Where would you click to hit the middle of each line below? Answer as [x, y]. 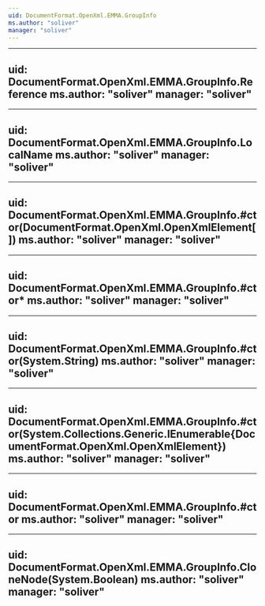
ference [28, 94]
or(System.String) [54, 361]
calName [31, 155]
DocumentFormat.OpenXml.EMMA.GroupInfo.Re [131, 82]
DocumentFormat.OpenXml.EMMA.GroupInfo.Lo [130, 142]
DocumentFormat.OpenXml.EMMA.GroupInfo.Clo [132, 568]
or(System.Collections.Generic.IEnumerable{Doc [132, 434]
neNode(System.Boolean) [73, 580]
